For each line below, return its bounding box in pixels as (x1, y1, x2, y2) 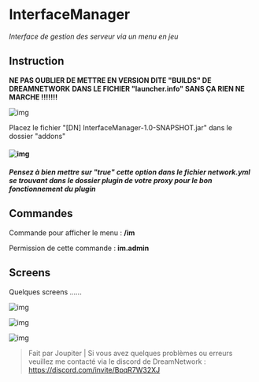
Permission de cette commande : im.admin (9, 243, 150, 253)
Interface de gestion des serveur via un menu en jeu (9, 32, 179, 41)
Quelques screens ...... (9, 286, 82, 297)
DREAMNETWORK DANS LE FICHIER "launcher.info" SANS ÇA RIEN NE (9, 84, 245, 93)
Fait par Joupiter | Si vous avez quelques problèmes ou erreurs (28, 348, 233, 358)
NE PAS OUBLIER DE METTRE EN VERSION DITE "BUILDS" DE (9, 75, 212, 84)
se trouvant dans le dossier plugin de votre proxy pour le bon (9, 175, 213, 185)
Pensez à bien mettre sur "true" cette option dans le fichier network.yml (9, 167, 251, 177)
